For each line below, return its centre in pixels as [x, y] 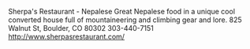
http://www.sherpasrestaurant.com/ [66, 36]
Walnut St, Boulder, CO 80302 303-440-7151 [81, 28]
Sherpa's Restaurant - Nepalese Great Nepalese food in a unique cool [121, 11]
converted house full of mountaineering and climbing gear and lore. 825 [125, 20]
